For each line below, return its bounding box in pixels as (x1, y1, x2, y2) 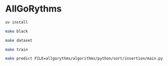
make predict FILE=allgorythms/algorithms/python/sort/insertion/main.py (5, 56, 163, 61)
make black (5, 29, 28, 34)
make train (5, 47, 28, 52)
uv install (5, 20, 28, 25)
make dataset (5, 38, 33, 43)
